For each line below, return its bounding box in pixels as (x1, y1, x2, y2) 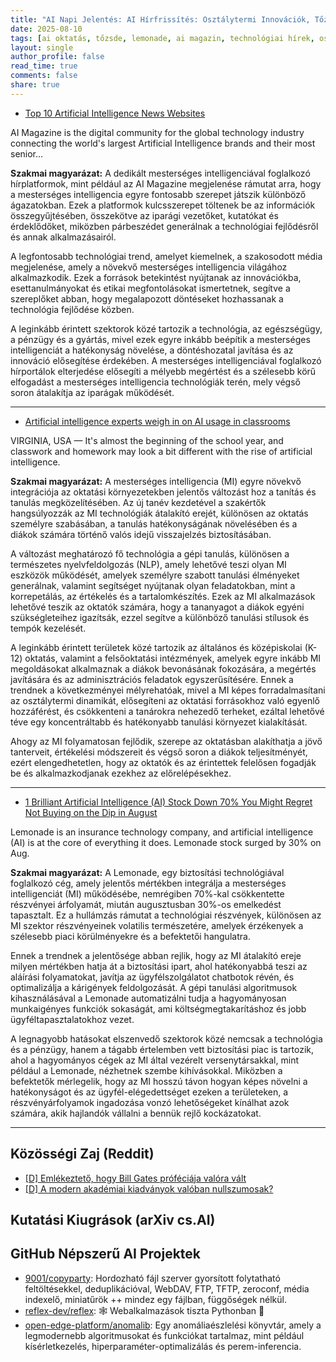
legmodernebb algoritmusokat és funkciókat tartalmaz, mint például (24, 1329, 305, 1341)
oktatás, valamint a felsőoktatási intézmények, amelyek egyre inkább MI (24, 652, 322, 664)
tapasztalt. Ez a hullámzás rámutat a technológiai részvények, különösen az (10, 909, 322, 921)
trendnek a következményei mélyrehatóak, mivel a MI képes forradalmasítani (10, 684, 326, 696)
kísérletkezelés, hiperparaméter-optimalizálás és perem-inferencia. (24, 1340, 302, 1352)
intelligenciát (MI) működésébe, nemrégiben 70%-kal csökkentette (10, 887, 285, 900)
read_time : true (10, 61, 78, 71)
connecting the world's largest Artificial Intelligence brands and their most (10, 137, 316, 149)
